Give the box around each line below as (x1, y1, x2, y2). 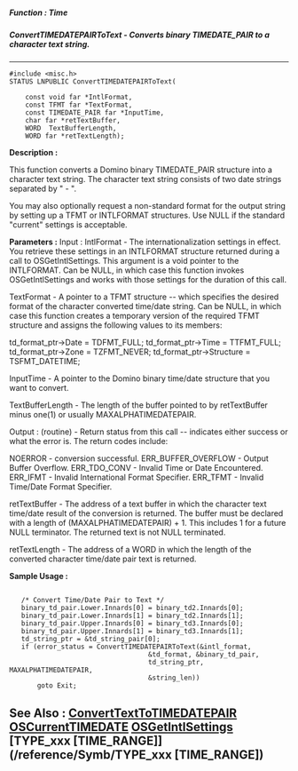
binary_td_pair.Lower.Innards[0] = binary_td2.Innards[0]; (20, 604, 244, 613)
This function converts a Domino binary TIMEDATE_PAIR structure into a (9, 164, 273, 175)
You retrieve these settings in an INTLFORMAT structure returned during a (9, 246, 280, 257)
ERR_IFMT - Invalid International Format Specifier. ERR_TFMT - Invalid (9, 472, 264, 483)
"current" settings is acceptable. (9, 219, 128, 230)
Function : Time (9, 7, 68, 18)
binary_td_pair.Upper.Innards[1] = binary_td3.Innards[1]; (20, 627, 244, 636)
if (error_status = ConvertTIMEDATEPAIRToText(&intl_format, (20, 642, 252, 652)
